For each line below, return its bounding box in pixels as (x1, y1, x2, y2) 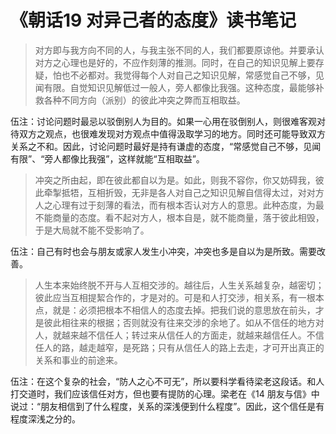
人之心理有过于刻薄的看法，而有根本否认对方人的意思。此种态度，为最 (34, 199, 325, 211)
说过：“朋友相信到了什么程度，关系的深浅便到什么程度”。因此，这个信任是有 (10, 400, 325, 412)
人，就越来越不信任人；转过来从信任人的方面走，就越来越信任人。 (34, 329, 307, 341)
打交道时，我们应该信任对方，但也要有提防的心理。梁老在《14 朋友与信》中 (10, 387, 320, 400)
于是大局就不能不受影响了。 (34, 224, 150, 236)
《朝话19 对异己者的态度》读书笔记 (10, 9, 297, 32)
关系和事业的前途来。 (34, 354, 123, 366)
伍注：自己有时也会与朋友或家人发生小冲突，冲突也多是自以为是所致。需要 (10, 245, 317, 257)
